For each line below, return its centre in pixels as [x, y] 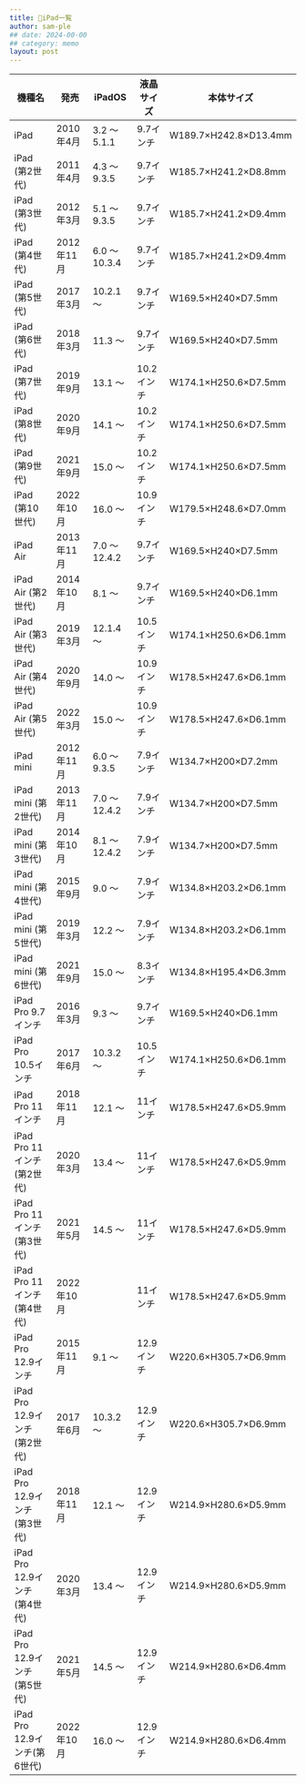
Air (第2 [31, 593]
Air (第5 [31, 719]
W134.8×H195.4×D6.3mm [228, 973]
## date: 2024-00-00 [49, 35]
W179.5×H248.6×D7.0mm [228, 509]
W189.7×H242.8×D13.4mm [230, 136]
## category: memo [44, 43]
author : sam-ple [40, 26]
